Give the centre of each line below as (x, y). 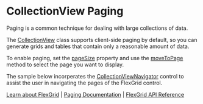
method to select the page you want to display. (65, 64)
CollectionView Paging (65, 11)
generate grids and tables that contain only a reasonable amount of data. (98, 46)
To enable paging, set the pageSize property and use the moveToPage (95, 58)
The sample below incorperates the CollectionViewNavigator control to (95, 76)
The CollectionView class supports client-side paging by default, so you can (102, 40)
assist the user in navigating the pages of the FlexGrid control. (84, 83)
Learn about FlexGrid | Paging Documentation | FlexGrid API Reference (95, 94)
